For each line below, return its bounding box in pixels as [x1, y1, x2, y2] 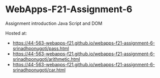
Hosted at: [5, 30, 27, 36]
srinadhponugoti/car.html [12, 67, 66, 73]
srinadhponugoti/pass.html [12, 45, 70, 51]
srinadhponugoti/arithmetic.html [12, 56, 80, 62]
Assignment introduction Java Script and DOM [5, 20, 103, 26]
